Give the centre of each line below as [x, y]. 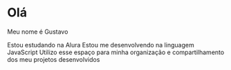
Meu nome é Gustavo [38, 32]
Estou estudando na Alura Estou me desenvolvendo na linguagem [101, 45]
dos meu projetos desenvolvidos [54, 59]
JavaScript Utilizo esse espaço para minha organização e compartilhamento [116, 52]
